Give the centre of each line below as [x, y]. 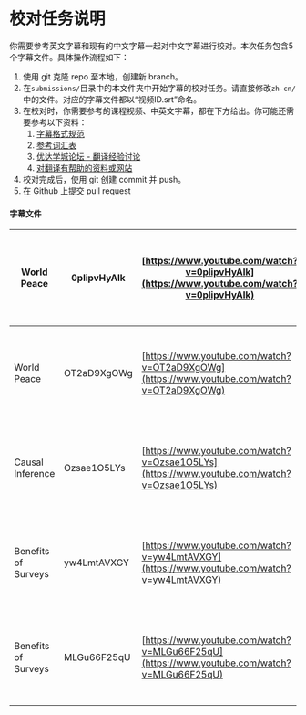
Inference [35, 474]
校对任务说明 [58, 19]
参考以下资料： [59, 122]
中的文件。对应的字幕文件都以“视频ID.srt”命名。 [112, 99]
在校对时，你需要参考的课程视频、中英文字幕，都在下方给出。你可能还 [154, 110]
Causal [29, 462]
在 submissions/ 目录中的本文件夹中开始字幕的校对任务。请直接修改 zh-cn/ [159, 88]
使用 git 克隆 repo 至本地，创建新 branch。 [103, 76]
